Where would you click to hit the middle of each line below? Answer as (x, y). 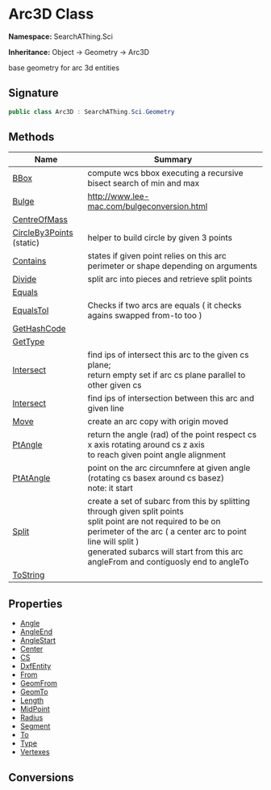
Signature (33, 93)
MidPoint (35, 709)
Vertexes (35, 752)
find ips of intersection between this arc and (171, 398)
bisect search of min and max (144, 183)
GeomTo (34, 692)
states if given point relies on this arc (157, 256)
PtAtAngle (31, 478)
